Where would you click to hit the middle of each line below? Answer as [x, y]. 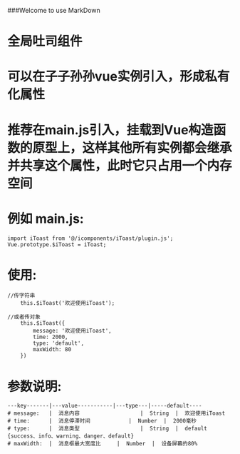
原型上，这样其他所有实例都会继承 [132, 147]
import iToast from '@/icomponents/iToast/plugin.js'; [90, 238]
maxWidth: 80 [52, 350]
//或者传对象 [24, 317]
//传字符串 [21, 296]
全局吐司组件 [45, 41]
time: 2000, [51, 337]
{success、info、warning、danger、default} [71, 436]
